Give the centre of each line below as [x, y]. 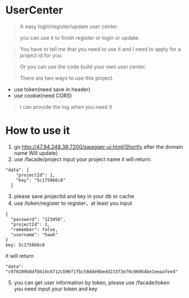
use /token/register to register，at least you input [73, 203]
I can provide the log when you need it [66, 107]
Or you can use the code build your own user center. [83, 66]
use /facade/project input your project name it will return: [83, 159]
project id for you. [41, 55]
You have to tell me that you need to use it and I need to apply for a [100, 49]
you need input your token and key [55, 289]
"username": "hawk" [34, 235]
